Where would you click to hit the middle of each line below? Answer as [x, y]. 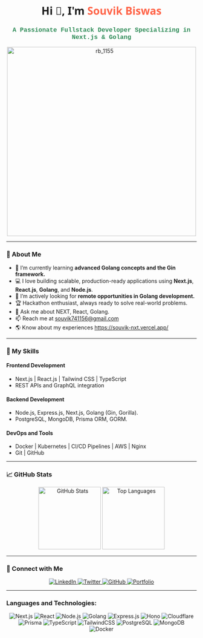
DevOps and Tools [30, 433]
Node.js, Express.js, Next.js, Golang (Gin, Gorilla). [76, 413]
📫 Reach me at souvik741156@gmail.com [67, 318]
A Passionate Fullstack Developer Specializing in [101, 30]
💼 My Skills [23, 351]
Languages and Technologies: [51, 603]
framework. [30, 274]
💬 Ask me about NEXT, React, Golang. [62, 311]
